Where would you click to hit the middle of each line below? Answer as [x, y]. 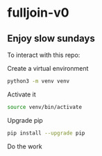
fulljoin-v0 [38, 13]
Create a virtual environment [48, 68]
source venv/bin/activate [44, 107]
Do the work [25, 146]
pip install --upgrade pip [46, 133]
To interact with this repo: [44, 55]
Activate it [22, 94]
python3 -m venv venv [39, 81]
